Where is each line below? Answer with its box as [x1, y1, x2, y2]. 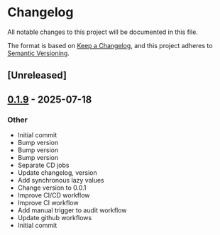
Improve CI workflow [17, 199, 79, 207]
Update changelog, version [17, 168, 97, 177]
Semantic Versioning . [7, 49, 70, 57]
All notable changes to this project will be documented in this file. [7, 28, 199, 36]
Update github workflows [17, 214, 92, 222]
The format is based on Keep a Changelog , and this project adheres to [7, 41, 213, 50]
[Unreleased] [7, 69, 67, 81]
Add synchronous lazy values [17, 176, 104, 185]
